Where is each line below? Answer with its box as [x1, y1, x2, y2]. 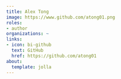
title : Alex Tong [6, 8, 49, 15]
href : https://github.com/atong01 [11, 53, 97, 59]
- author [6, 25, 28, 31]
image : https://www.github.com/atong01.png [6, 14, 116, 20]
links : [6, 36, 23, 42]
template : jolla [11, 64, 52, 70]
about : [6, 58, 23, 64]
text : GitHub [11, 48, 44, 53]
